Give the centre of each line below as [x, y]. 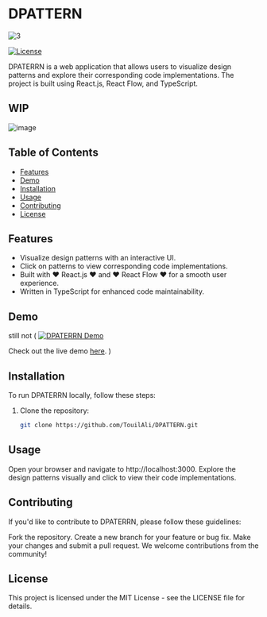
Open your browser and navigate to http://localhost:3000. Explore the [122, 469]
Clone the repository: [54, 411]
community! [28, 553]
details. [20, 606]
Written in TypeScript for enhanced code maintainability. [112, 291]
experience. [39, 283]
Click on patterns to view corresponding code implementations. [124, 266]
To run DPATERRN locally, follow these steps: [82, 395]
